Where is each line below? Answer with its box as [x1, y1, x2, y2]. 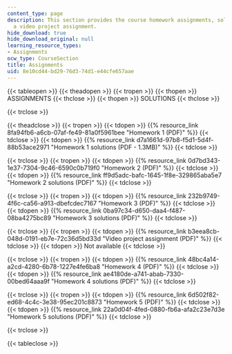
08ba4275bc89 [7, 213, 52, 222]
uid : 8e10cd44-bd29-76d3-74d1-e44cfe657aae [7, 68, 135, 75]
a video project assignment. [13, 23, 97, 30]
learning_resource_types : [7, 42, 81, 49]
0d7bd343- [187, 156, 221, 164]
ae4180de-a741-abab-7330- [103, 270, 184, 278]
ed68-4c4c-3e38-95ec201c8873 [7, 297, 102, 306]
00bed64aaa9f [7, 277, 50, 285]
